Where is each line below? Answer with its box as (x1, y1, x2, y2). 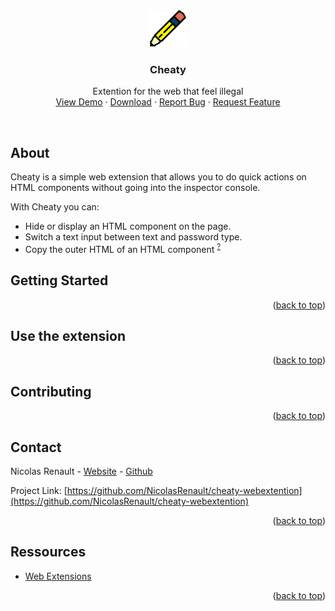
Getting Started (10, 272, 109, 289)
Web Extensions (24, 570, 92, 582)
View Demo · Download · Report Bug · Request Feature (55, 96, 281, 108)
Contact (10, 439, 62, 456)
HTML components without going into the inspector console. (10, 182, 261, 194)
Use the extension (10, 327, 126, 344)
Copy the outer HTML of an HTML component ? (24, 242, 222, 255)
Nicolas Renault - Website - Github (10, 465, 153, 478)
